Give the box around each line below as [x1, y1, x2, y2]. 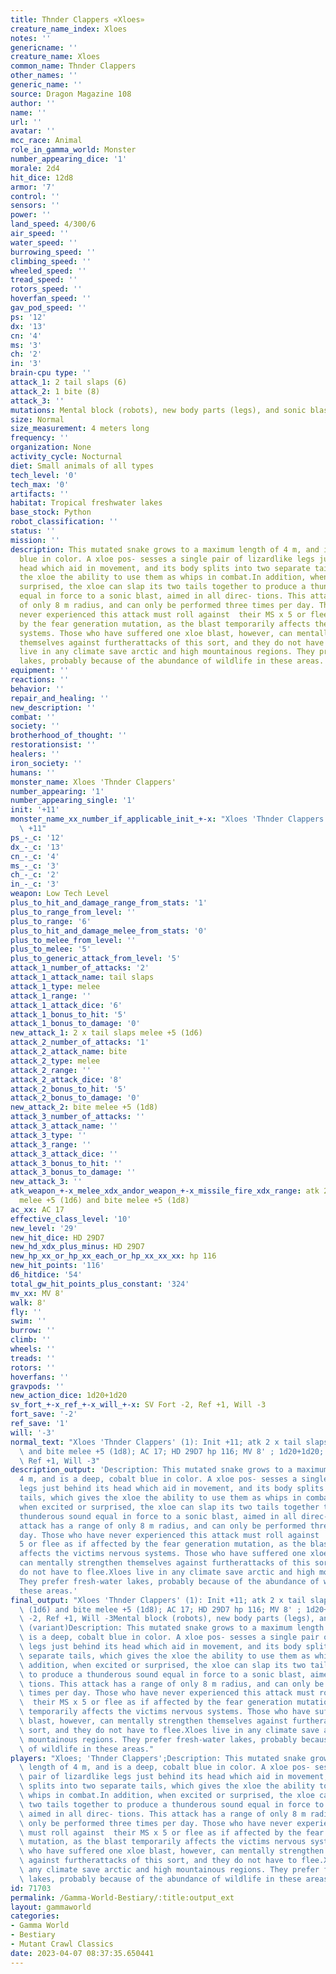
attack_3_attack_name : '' [10, 1121, 118, 1131]
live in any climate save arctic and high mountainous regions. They [19, 647, 315, 657]
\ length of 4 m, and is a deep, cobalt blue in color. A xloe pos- [19, 1762, 311, 1773]
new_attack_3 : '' [10, 1177, 83, 1187]
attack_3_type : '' [10, 1130, 87, 1140]
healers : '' [10, 749, 60, 759]
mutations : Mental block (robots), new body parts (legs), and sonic [10, 405, 307, 415]
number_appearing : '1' [10, 786, 105, 796]
